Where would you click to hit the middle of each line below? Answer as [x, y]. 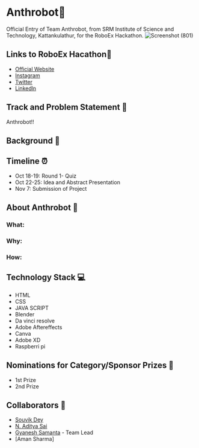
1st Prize [25, 380]
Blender [25, 314]
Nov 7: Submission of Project [51, 188]
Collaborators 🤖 [36, 405]
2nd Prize [27, 386]
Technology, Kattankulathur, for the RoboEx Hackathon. [75, 35]
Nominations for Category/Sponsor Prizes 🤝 [90, 366]
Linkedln [26, 88]
